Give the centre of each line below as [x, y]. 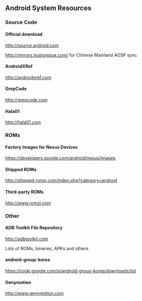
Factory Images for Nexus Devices [41, 147]
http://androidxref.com [28, 77]
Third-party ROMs [24, 192]
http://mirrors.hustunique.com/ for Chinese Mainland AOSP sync [71, 55]
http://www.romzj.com [28, 203]
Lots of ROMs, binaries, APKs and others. [47, 248]
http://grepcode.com [27, 100]
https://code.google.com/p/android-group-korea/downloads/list [71, 271]
